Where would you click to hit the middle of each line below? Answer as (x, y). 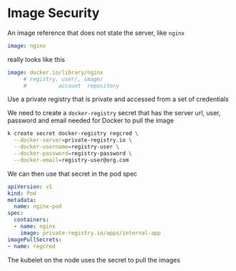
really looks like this (36, 59)
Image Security (53, 13)
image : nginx (27, 46)
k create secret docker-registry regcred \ (73, 134)
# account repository (71, 86)
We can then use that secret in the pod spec (72, 174)
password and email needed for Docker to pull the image (91, 121)
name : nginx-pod (38, 207)
